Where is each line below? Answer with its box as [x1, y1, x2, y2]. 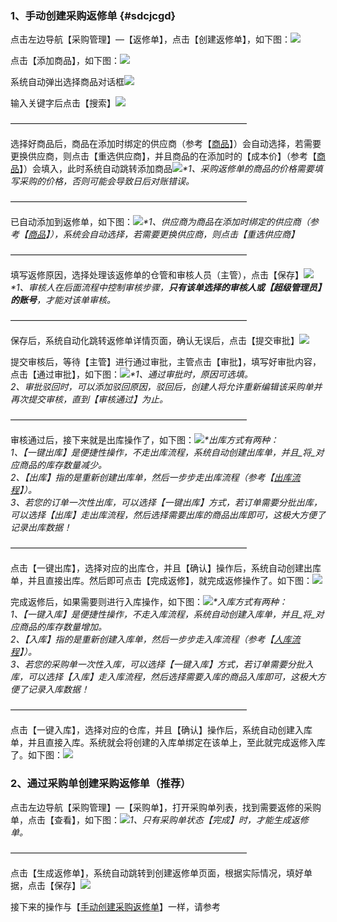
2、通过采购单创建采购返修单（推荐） [10, 777, 192, 791]
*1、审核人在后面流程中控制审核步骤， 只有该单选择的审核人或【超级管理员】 [10, 282, 322, 294]
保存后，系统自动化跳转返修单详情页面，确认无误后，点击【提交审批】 [10, 335, 300, 347]
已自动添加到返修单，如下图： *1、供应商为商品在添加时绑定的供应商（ [10, 216, 310, 228]
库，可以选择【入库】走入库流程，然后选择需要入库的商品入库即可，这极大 [10, 671, 317, 683]
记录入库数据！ [27, 683, 90, 696]
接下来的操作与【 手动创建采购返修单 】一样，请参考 [10, 900, 221, 912]
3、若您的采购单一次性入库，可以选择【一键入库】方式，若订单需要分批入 [10, 658, 314, 671]
